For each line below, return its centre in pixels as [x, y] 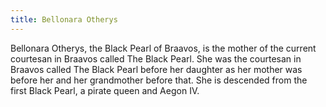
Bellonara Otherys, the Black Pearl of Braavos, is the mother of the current [163, 48]
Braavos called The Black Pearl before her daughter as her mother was [156, 69]
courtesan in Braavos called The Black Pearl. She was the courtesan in [156, 58]
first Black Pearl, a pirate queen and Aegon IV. [105, 90]
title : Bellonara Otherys [64, 19]
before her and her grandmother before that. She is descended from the [159, 80]
